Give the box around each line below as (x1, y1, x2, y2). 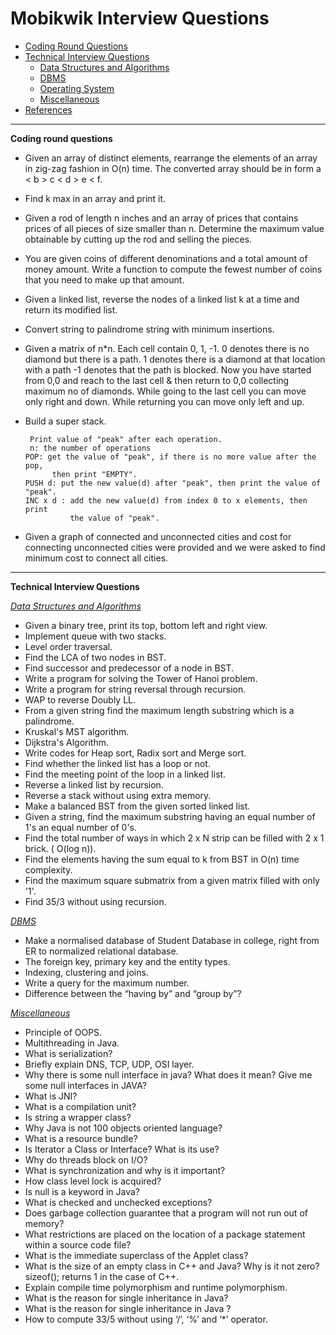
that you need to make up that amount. (24, 273, 185, 286)
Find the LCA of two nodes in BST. (24, 651, 167, 663)
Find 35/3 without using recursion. (24, 895, 167, 907)
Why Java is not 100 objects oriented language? (24, 1122, 223, 1134)
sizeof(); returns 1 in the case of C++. (24, 1270, 180, 1282)
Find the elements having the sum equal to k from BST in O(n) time (24, 853, 300, 865)
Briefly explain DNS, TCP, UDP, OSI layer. (24, 1058, 195, 1070)
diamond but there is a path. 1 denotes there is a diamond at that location (24, 353, 326, 365)
